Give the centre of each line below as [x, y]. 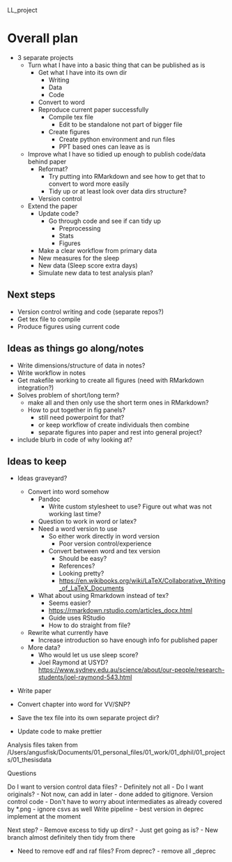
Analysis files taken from [42, 745]
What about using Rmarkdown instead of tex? [103, 596]
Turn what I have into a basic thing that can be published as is [116, 65]
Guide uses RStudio [77, 618]
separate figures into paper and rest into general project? [120, 432]
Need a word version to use [78, 529]
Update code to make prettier [60, 731]
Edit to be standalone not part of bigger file [121, 124]
